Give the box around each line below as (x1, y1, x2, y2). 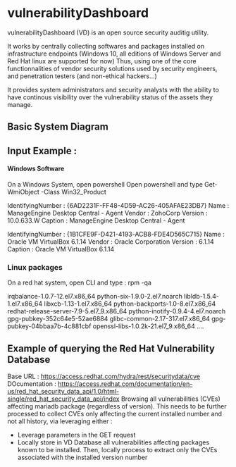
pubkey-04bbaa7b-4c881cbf (7, 322, 92, 330)
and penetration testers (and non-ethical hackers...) (7, 72, 157, 80)
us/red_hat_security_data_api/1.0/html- (7, 387, 120, 396)
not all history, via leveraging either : (7, 417, 113, 425)
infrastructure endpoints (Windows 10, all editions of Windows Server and (7, 49, 221, 58)
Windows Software (7, 164, 65, 173)
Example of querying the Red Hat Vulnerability (7, 342, 215, 354)
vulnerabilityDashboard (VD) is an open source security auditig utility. (7, 28, 209, 37)
